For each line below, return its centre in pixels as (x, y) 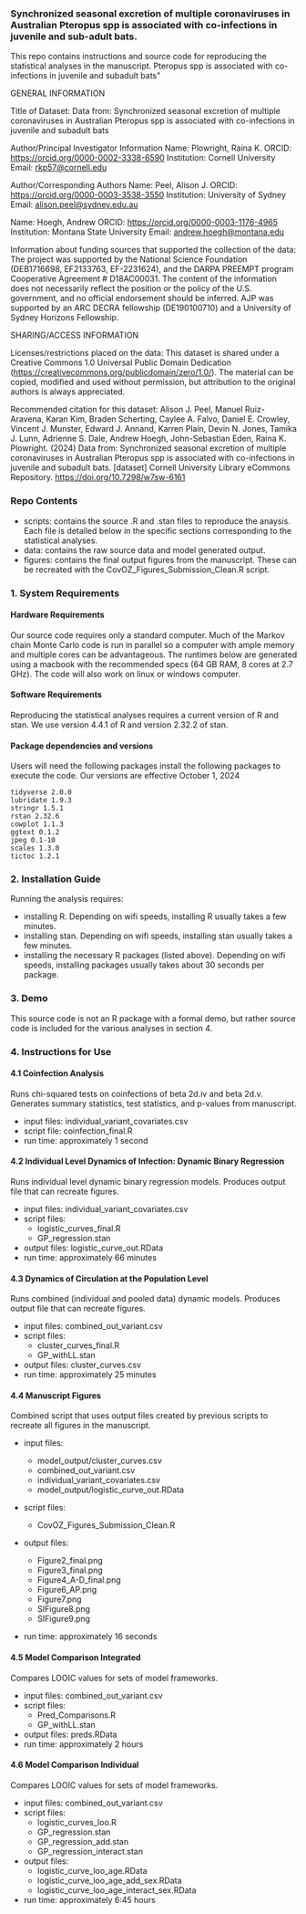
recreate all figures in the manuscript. (81, 1426)
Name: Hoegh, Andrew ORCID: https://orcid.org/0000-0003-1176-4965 (144, 223)
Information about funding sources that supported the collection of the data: (153, 250)
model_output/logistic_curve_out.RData (111, 1490)
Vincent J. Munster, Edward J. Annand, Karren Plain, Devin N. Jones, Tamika (153, 429)
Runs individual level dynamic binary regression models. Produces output (148, 1182)
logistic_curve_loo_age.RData (92, 1870)
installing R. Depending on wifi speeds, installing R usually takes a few (155, 916)
